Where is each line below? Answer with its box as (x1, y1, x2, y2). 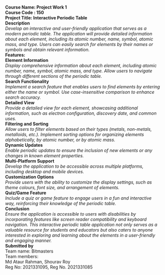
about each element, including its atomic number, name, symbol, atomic (5, 36, 154, 42)
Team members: (5, 254, 39, 259)
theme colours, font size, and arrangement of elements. (5, 185, 120, 190)
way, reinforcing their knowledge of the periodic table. (5, 201, 117, 206)
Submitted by (5, 243, 34, 249)
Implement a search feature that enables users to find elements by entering (5, 84, 160, 89)
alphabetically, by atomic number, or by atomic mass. (5, 137, 116, 143)
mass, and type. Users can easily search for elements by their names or (5, 41, 153, 47)
